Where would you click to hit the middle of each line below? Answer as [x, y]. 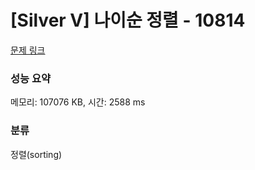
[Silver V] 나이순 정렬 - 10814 [128, 20]
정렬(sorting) [36, 154]
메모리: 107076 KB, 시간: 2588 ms [78, 102]
